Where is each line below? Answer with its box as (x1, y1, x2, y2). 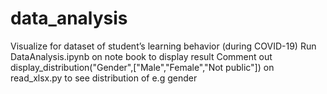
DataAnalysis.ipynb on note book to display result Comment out (10, 50, 273, 62)
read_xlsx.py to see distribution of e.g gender (10, 72, 198, 84)
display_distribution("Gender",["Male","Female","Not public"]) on (10, 61, 275, 73)
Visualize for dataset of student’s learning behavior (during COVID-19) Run (10, 40, 317, 52)
